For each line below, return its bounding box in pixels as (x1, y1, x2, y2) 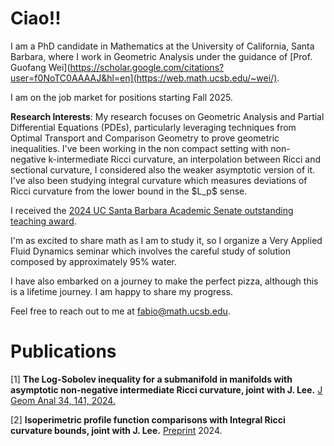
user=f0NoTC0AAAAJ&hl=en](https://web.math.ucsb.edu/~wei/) (10, 72, 278, 84)
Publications (10, 340, 117, 363)
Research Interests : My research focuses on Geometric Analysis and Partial (10, 110, 325, 122)
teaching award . (10, 215, 77, 227)
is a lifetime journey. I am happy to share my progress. (10, 285, 233, 297)
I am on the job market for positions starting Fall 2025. (10, 91, 233, 103)
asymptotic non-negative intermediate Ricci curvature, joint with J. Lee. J (10, 383, 323, 396)
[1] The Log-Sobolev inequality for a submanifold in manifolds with (10, 373, 293, 385)
